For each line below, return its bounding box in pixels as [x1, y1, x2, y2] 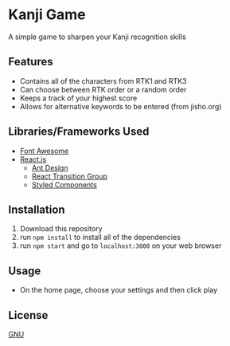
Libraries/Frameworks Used [8, 125, 150, 139]
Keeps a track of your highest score [19, 93, 138, 103]
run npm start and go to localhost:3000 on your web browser [19, 241, 222, 250]
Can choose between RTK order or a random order [19, 85, 187, 94]
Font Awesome [19, 146, 69, 155]
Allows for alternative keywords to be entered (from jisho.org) [19, 101, 222, 111]
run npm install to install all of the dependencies [19, 233, 181, 242]
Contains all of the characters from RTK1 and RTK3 [19, 76, 187, 85]
